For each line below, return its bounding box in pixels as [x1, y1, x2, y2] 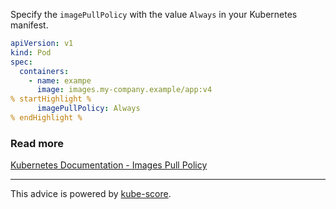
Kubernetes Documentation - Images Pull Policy [10, 159, 208, 171]
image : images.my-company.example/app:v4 [36, 85, 213, 95]
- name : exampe [28, 75, 92, 86]
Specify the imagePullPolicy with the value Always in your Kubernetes [10, 9, 298, 20]
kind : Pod [10, 47, 52, 58]
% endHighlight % [10, 113, 83, 123]
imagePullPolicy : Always [36, 104, 141, 114]
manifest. [10, 19, 49, 31]
